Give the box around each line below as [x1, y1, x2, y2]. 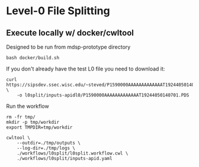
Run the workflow [6, 102, 49, 110]
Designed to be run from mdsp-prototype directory [6, 43, 131, 50]
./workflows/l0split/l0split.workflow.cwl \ [17, 150, 129, 156]
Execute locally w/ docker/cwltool [6, 28, 134, 38]
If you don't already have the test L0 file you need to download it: [6, 65, 165, 72]
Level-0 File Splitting [6, 4, 111, 18]
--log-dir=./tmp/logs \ [17, 145, 76, 151]
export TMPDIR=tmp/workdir [6, 124, 73, 130]
